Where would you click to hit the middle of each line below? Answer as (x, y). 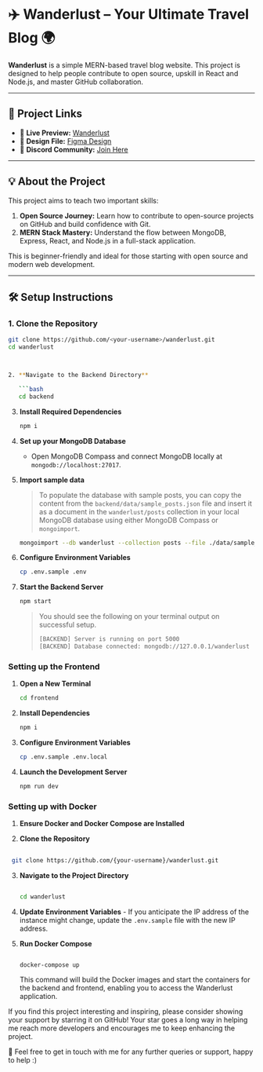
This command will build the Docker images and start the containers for (135, 980)
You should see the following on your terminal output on (129, 616)
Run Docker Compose (56, 943)
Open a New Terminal (55, 684)
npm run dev (39, 786)
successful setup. (68, 625)
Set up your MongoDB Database (73, 441)
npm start (36, 602)
